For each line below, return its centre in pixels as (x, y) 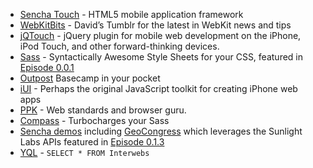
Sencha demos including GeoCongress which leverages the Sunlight (161, 131)
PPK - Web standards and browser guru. (103, 110)
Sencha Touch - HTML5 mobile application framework (131, 14)
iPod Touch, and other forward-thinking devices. (119, 46)
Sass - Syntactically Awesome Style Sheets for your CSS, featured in (161, 57)
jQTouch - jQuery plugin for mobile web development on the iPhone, (160, 35)
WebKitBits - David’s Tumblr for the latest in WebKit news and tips (155, 25)
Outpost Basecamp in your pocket (90, 78)
